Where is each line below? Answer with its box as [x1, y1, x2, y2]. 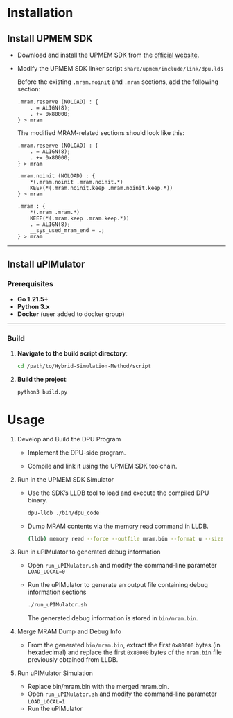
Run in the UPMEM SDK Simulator [17, 475, 114, 483]
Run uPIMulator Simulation [17, 669, 94, 677]
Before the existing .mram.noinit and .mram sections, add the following [17, 78, 218, 86]
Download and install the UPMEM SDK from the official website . [17, 51, 200, 59]
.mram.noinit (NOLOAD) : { [17, 173, 96, 179]
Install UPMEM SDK [7, 33, 93, 44]
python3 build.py [17, 388, 68, 396]
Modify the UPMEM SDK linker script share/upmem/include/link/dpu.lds [17, 64, 224, 72]
